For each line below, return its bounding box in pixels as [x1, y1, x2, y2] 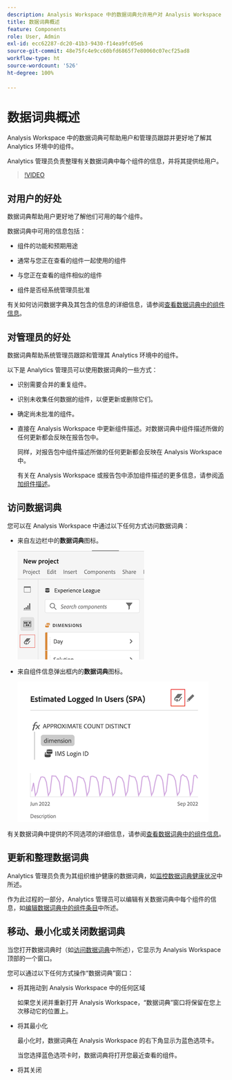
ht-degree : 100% [7, 69, 54, 76]
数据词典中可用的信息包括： [7, 227, 86, 235]
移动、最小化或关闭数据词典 [7, 926, 126, 938]
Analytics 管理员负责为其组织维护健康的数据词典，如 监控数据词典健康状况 [7, 871, 217, 879]
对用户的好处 [7, 192, 62, 204]
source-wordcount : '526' [7, 62, 79, 69]
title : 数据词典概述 [7, 18, 60, 26]
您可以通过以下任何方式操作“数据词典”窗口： [7, 969, 134, 977]
